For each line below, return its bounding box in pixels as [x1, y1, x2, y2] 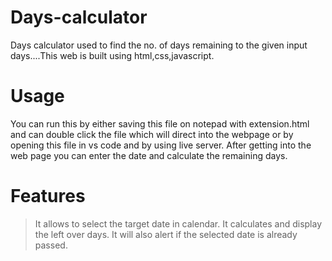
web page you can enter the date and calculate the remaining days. [10, 149, 288, 161]
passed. [34, 239, 68, 251]
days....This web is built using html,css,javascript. [10, 49, 215, 61]
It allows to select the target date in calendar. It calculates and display [34, 217, 323, 230]
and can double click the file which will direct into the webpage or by [10, 128, 294, 140]
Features [10, 185, 86, 208]
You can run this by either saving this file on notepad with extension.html [10, 117, 310, 130]
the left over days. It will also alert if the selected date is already [34, 228, 298, 240]
